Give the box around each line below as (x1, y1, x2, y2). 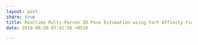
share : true (6, 14, 35, 20)
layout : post (6, 8, 38, 15)
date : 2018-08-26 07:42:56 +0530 (6, 25, 88, 31)
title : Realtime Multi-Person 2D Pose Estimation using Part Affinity (6, 19, 183, 25)
